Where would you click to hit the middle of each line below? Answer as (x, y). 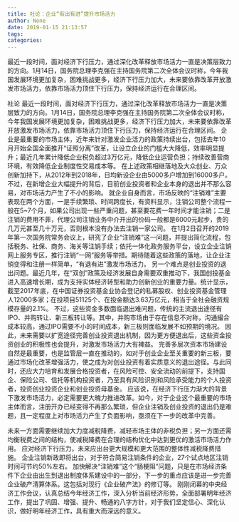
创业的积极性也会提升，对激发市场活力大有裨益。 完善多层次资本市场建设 (120, 344)
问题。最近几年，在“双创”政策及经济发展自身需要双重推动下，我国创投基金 (122, 273)
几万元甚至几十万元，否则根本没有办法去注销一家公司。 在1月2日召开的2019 (118, 228)
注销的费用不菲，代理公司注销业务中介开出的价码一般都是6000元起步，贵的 (118, 220)
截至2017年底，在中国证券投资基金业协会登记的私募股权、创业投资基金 (111, 291)
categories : (25, 41)
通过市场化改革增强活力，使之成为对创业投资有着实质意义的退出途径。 (110, 362)
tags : (15, 34)
